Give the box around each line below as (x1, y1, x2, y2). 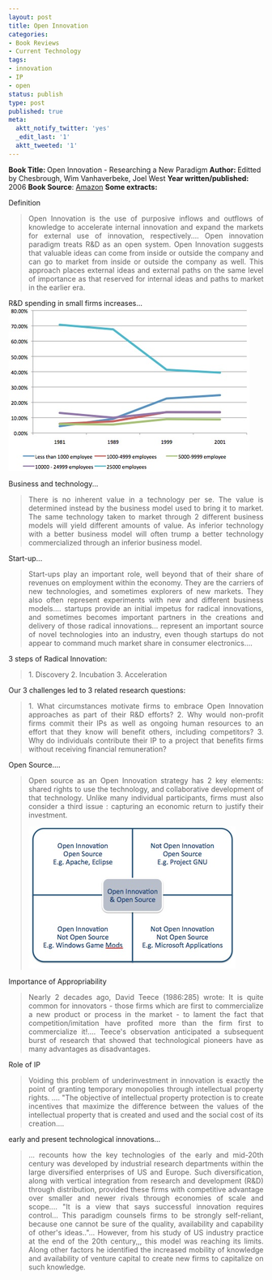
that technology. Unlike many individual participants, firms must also (28, 792, 264, 803)
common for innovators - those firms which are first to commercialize (28, 1001, 264, 1011)
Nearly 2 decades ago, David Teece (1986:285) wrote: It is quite (28, 992, 264, 1002)
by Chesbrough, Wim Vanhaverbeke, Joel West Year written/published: (8, 173, 249, 183)
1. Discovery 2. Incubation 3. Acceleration (28, 670, 168, 679)
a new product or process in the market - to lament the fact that (28, 1009, 264, 1019)
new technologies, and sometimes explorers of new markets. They (28, 586, 264, 596)
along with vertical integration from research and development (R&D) (28, 1175, 264, 1185)
